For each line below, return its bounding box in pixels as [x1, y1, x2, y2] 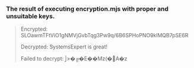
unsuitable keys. [6, 12, 55, 20]
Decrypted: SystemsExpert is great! [20, 43, 108, 50]
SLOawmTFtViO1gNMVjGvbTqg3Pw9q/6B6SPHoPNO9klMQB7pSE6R [20, 32, 189, 39]
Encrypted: [20, 25, 48, 33]
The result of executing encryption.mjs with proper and [6, 5, 169, 13]
